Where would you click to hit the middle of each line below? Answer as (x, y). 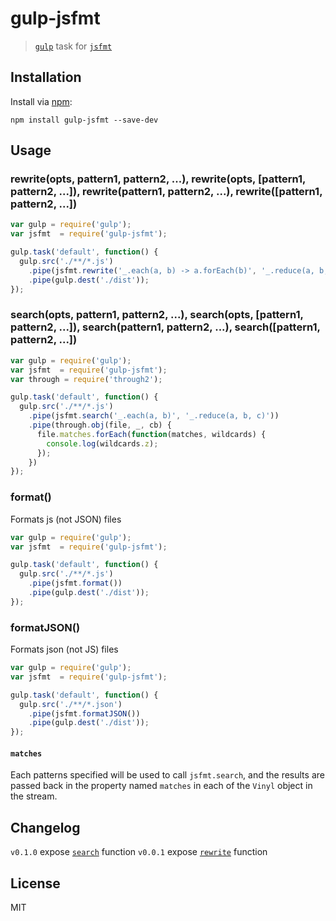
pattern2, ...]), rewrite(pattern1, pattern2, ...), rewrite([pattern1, (166, 192)
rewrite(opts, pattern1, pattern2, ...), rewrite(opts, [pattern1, (158, 179)
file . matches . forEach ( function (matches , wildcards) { (151, 434)
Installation (46, 77)
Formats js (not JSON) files (66, 519)
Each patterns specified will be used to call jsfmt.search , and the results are (167, 775)
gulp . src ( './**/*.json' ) (71, 704)
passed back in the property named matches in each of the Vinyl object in (161, 786)
